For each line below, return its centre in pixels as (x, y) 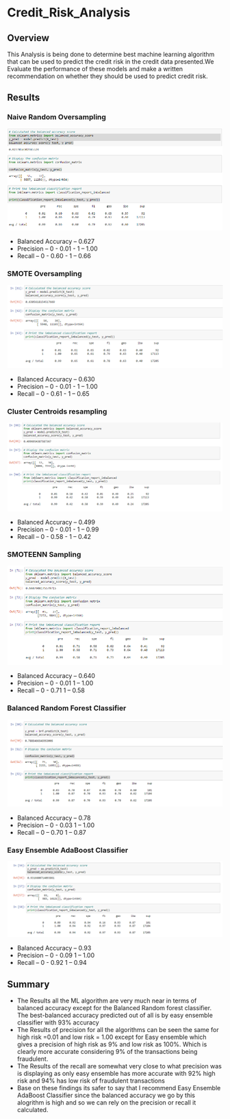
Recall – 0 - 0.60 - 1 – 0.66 (54, 255)
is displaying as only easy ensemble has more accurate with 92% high (116, 1074)
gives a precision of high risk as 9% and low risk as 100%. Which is (112, 1044)
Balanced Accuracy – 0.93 (54, 948)
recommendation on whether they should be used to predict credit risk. (107, 76)
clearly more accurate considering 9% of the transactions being (107, 1052)
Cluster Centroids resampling (57, 412)
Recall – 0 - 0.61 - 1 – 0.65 (53, 394)
